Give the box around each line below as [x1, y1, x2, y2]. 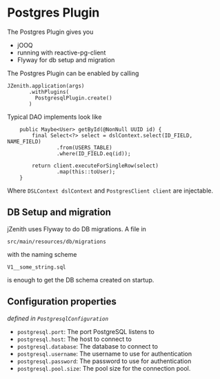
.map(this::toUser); [56, 168, 116, 175]
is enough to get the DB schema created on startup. [7, 275, 154, 284]
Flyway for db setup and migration [17, 55, 115, 64]
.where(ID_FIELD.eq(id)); [56, 150, 131, 157]
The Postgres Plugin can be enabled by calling [7, 69, 139, 77]
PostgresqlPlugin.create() [34, 95, 112, 101]
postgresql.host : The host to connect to [17, 335, 132, 343]
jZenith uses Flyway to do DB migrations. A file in [7, 224, 147, 233]
